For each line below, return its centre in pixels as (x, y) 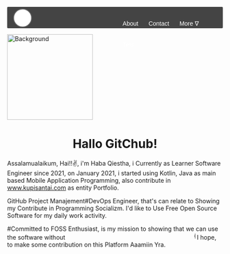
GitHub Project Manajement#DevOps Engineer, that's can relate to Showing (114, 201)
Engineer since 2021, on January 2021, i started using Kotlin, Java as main (112, 173)
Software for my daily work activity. (57, 215)
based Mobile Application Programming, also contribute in (89, 180)
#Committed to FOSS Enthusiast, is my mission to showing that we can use (113, 229)
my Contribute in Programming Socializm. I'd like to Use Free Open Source (112, 208)
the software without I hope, (112, 237)
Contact (159, 24)
